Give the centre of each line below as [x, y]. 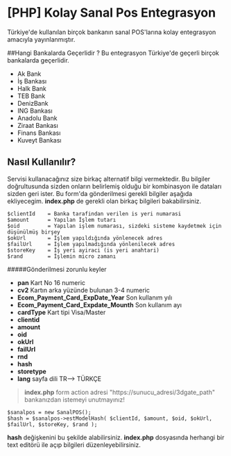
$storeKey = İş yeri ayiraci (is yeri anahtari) [83, 250]
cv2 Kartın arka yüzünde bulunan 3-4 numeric [84, 290]
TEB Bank [31, 96]
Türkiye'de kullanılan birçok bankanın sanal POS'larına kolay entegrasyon [112, 32]
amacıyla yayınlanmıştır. [41, 39]
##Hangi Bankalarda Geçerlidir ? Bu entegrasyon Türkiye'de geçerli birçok [113, 53]
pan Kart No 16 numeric [51, 282]
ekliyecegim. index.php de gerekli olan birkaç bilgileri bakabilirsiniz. [104, 201]
